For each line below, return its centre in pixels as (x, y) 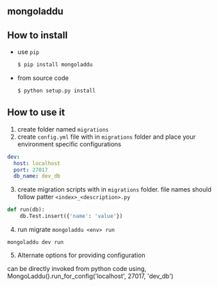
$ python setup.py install (56, 91)
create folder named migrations (63, 129)
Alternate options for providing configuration (81, 255)
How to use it (36, 113)
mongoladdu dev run (36, 242)
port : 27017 (31, 170)
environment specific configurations (69, 144)
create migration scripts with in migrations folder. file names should (114, 189)
